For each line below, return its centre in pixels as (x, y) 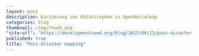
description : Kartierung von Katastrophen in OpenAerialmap (82, 17)
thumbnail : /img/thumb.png (39, 28)
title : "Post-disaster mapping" (46, 44)
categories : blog (28, 22)
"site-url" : (21, 33)
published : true (26, 38)
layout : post (22, 11)
